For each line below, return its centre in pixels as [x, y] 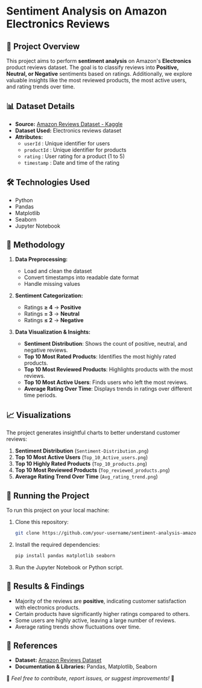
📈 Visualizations [39, 415]
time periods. [40, 395]
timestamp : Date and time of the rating [71, 162]
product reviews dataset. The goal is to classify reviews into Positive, [93, 67]
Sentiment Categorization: [49, 296]
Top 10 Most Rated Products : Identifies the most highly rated [100, 357]
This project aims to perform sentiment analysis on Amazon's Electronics [99, 61]
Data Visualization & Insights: [52, 332]
